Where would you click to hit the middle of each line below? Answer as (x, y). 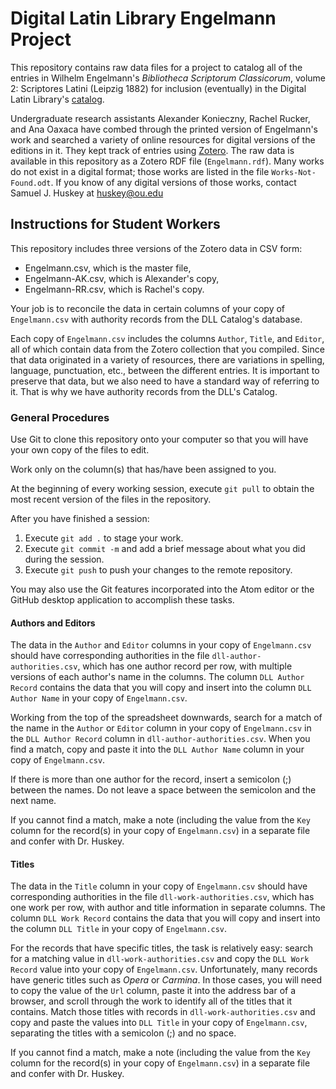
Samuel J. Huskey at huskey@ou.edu (87, 193)
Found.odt (31, 183)
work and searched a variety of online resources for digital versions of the (163, 139)
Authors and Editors (53, 623)
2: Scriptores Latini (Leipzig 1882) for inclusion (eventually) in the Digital (158, 88)
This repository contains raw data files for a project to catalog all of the (156, 67)
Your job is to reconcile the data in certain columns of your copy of (148, 308)
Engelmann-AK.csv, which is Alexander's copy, (122, 278)
